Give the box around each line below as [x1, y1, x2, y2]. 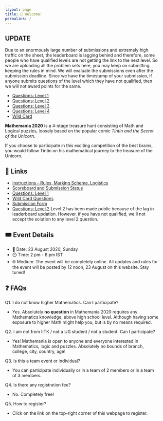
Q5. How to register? [5, 401, 46, 406]
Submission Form [12, 201, 47, 206]
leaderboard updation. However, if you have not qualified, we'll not [12, 211, 146, 217]
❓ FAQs [5, 284, 27, 293]
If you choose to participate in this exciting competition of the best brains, [5, 143, 153, 148]
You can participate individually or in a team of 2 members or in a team [12, 367, 154, 373]
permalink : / [5, 16, 32, 21]
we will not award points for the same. [5, 83, 82, 89]
